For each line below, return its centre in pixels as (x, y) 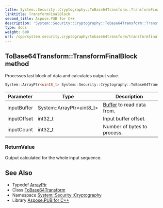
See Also (19, 173)
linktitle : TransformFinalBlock (38, 14)
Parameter (20, 96)
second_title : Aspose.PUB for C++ (40, 18)
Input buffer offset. (124, 119)
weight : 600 (17, 32)
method (17, 64)
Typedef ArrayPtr (29, 185)
